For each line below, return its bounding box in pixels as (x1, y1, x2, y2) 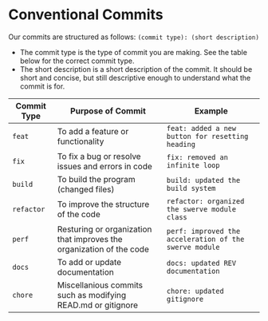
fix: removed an (166, 153, 229, 161)
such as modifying (57, 289, 127, 300)
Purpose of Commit (70, 105, 146, 117)
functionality (57, 136, 104, 147)
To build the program (57, 173, 136, 184)
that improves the (57, 233, 123, 244)
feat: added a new (166, 124, 237, 133)
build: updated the (166, 176, 241, 184)
